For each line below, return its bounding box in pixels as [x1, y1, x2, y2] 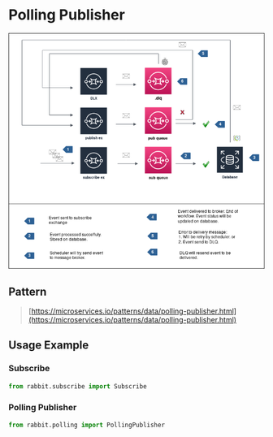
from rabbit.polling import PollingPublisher [8, 421, 165, 429]
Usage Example [8, 339, 89, 353]
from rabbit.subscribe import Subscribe [8, 382, 148, 391]
